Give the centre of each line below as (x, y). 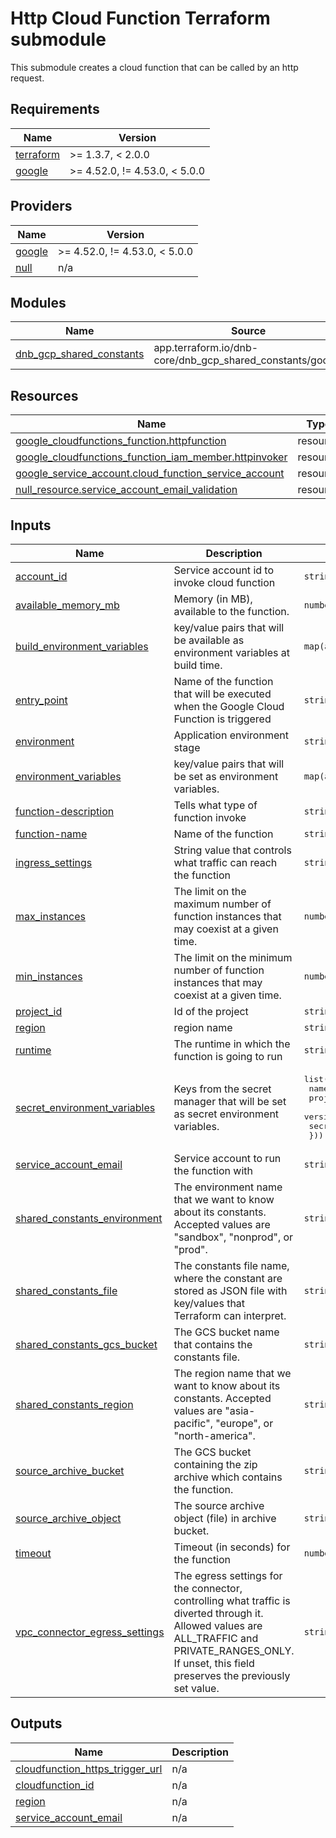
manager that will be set (230, 1101)
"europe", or (244, 1423)
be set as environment (226, 776)
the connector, (208, 1588)
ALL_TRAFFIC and (216, 1638)
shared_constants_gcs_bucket (86, 1344)
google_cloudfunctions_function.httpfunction (121, 441)
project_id (39, 1011)
